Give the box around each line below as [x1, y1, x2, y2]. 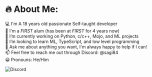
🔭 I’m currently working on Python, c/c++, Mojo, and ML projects [5, 33, 139, 39]
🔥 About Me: [5, 3, 58, 15]
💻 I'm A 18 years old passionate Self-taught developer [5, 20, 117, 26]
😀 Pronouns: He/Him [5, 56, 49, 62]
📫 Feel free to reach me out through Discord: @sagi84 [5, 49, 118, 55]
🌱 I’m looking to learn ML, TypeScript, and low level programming [5, 38, 140, 44]
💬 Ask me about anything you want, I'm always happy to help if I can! [5, 43, 147, 49]
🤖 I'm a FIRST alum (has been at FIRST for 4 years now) [5, 27, 120, 33]
